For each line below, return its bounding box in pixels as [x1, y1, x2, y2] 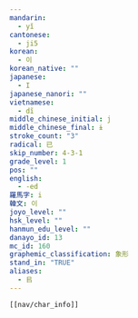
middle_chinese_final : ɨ [9, 124, 103, 133]
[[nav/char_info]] [9, 300, 79, 309]
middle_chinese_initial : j [9, 114, 112, 124]
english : [9, 174, 43, 183]
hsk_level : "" [9, 215, 64, 225]
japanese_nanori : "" [9, 89, 88, 98]
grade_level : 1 [9, 156, 67, 166]
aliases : [9, 267, 43, 276]
